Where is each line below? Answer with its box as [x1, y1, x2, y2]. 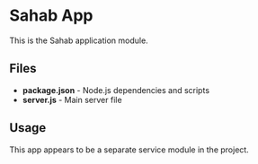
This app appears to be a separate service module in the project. [9, 144, 249, 155]
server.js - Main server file [22, 94, 123, 105]
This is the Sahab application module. [9, 35, 148, 46]
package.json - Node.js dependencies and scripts [22, 84, 209, 95]
